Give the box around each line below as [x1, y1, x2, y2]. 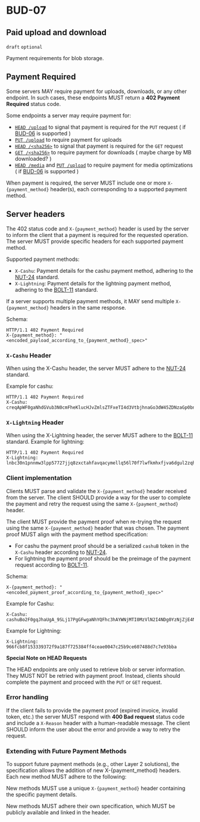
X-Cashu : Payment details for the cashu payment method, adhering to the [14, 267, 193, 274]
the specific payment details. [6, 791, 77, 798]
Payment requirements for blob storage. [6, 55, 104, 61]
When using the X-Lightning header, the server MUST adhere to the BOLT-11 [6, 432, 193, 439]
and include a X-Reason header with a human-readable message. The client [6, 719, 190, 727]
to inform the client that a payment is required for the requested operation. [6, 231, 189, 238]
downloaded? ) [14, 155, 52, 162]
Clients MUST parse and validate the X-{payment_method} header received [6, 487, 187, 494]
